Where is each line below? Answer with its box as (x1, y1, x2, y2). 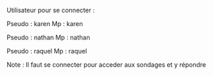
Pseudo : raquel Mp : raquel (6, 47, 87, 55)
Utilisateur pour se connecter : (6, 6, 95, 14)
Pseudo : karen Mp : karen (6, 20, 83, 27)
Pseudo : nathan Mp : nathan (6, 33, 90, 42)
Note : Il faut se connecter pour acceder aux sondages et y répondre (6, 61, 206, 69)
